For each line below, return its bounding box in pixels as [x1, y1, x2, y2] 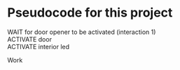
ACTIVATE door [7, 35, 53, 43]
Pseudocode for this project [7, 5, 173, 21]
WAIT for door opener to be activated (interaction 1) [7, 28, 156, 36]
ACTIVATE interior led [7, 42, 70, 51]
